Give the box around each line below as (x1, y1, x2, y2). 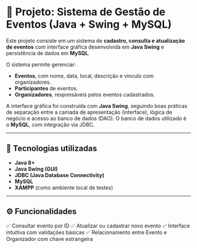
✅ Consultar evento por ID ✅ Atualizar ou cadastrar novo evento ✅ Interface (6, 222, 191, 229)
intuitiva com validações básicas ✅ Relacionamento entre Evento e (6, 229, 167, 236)
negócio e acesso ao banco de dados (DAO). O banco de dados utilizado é (6, 114, 186, 122)
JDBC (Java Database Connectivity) (14, 171, 104, 178)
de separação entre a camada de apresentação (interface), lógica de (6, 108, 172, 115)
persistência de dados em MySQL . (6, 49, 90, 56)
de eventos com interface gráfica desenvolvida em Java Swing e (6, 43, 164, 50)
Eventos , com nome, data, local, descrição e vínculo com (14, 72, 154, 79)
